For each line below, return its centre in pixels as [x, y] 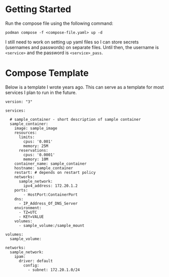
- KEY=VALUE [31, 217]
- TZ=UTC [28, 212]
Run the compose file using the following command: [59, 23]
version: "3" [19, 102]
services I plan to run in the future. [41, 93]
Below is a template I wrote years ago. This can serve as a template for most [84, 87]
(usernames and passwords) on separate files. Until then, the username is [82, 47]
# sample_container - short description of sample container [75, 119]
